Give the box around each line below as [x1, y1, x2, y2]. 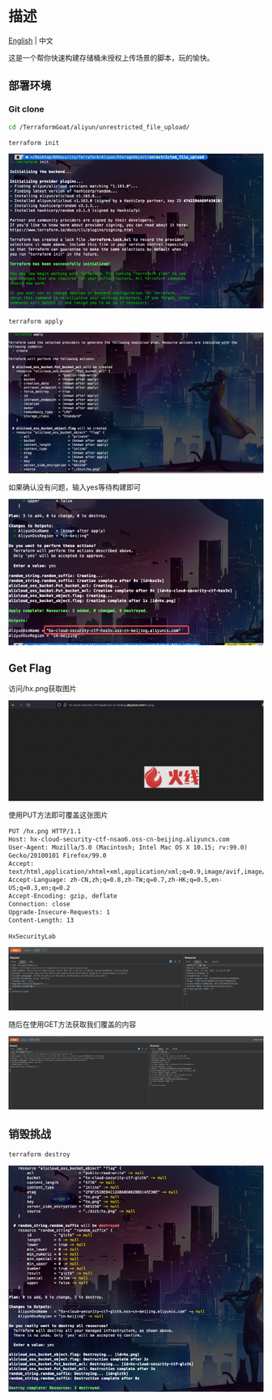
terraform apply [8, 317, 63, 326]
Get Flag [8, 661, 52, 675]
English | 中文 [8, 36, 54, 45]
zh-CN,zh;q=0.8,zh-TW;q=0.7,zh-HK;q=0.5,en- [70, 876, 223, 884]
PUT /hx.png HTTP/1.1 [8, 827, 82, 835]
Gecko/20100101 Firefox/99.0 [8, 851, 107, 859]
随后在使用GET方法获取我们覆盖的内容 [8, 1019, 136, 1029]
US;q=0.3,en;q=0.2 [8, 884, 70, 892]
